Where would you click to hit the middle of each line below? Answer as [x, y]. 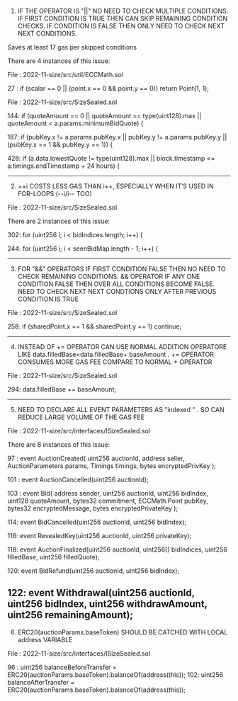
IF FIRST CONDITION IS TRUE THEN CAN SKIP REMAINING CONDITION [123, 18]
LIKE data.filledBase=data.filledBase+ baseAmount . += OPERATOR [116, 354]
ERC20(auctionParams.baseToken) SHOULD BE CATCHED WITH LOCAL [123, 632]
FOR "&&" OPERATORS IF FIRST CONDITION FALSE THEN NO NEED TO [121, 269]
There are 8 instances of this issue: [59, 445]
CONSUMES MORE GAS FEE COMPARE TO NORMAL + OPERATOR [115, 362]
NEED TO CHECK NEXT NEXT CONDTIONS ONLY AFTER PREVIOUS [117, 291]
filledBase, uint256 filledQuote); [53, 557]
